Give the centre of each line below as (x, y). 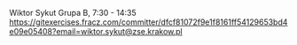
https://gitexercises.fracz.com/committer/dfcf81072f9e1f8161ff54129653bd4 (148, 22)
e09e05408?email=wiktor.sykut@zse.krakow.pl (96, 31)
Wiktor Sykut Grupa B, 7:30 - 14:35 (73, 13)
